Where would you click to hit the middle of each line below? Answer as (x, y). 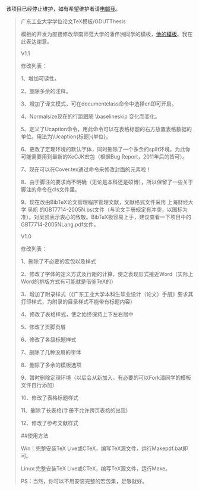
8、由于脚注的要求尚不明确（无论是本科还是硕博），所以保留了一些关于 (107, 182)
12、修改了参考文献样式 (50, 423)
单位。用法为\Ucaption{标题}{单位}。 (66, 137)
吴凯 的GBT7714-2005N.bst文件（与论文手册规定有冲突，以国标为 (108, 210)
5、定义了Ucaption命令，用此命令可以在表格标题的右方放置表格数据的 (106, 129)
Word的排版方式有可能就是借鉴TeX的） (69, 281)
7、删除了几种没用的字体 (51, 352)
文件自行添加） (39, 385)
